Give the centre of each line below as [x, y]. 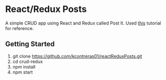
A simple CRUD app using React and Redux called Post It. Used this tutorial [83, 23]
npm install [24, 66]
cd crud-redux [27, 61]
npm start [22, 72]
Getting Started [30, 44]
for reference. [20, 28]
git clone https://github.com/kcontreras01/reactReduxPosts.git [77, 56]
